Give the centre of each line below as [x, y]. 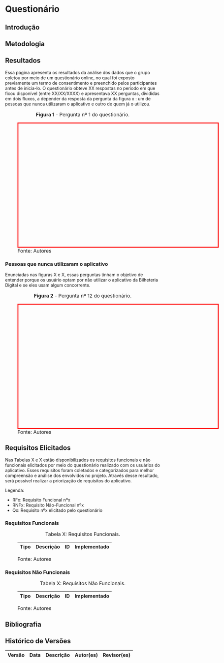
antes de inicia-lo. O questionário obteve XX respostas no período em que [80, 88]
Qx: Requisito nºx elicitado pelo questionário [57, 510]
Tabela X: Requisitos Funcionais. [83, 534]
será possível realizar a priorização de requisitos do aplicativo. [68, 480]
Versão [16, 655]
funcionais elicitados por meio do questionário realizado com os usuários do [82, 465]
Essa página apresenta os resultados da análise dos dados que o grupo [78, 72]
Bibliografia [23, 624]
